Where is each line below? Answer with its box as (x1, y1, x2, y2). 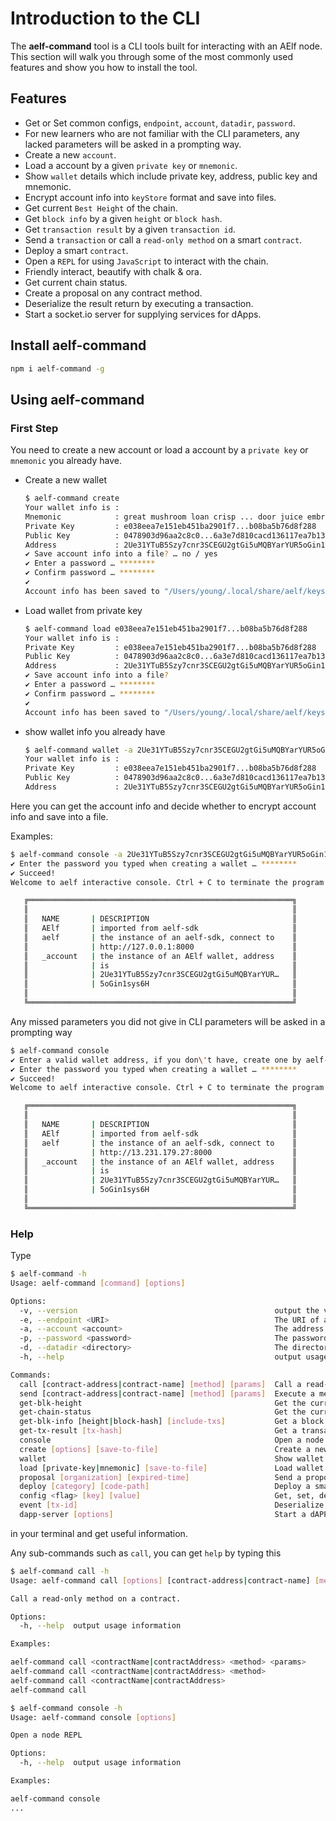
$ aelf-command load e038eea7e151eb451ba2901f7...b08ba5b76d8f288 (24, 623, 308, 634)
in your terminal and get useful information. (10, 1527, 188, 1539)
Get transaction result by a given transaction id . (24, 223, 236, 235)
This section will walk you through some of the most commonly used (10, 50, 294, 62)
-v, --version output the (19, 1305, 320, 1316)
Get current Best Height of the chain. (24, 202, 178, 214)
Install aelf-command (10, 337, 147, 354)
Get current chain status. (24, 276, 128, 288)
